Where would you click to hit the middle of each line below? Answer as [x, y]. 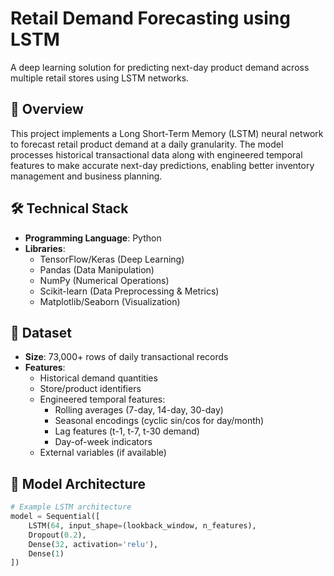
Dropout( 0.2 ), [57, 535]
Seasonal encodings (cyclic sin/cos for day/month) [159, 421]
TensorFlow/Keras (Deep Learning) [112, 259]
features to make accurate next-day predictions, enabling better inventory [162, 165]
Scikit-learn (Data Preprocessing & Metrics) [129, 291]
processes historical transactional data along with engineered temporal [156, 154]
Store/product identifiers [90, 389]
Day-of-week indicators [103, 442]
